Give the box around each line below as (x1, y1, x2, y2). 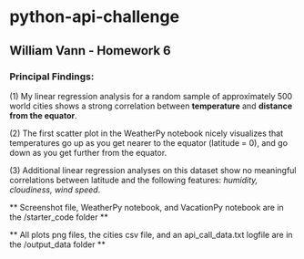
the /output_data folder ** (9, 239, 106, 250)
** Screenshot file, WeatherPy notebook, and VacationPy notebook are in (9, 202, 284, 212)
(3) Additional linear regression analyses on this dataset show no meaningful (9, 164, 297, 175)
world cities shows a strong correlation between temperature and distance (9, 100, 293, 111)
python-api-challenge (9, 6, 180, 27)
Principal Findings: (9, 70, 95, 83)
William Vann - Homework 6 (9, 43, 171, 58)
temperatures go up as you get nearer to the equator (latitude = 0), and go (9, 137, 289, 148)
